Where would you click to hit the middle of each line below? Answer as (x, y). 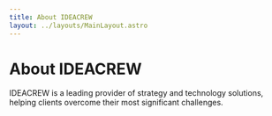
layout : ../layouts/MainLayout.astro (79, 25)
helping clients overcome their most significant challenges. (116, 103)
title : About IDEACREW (51, 17)
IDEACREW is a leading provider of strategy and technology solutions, (136, 93)
